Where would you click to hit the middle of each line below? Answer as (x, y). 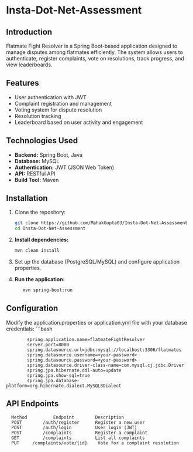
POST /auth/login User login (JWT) (74, 427)
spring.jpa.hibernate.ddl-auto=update (74, 370)
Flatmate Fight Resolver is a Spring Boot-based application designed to (92, 46)
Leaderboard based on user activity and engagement (79, 122)
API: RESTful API (35, 173)
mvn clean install (37, 251)
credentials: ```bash (29, 329)
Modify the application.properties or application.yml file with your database (96, 322)
